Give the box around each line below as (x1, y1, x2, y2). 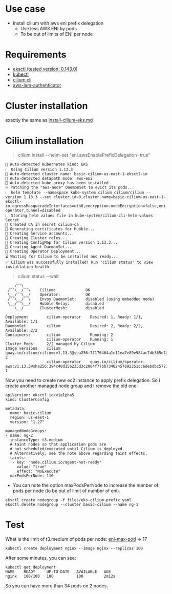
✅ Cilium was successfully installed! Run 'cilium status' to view (5, 260, 154, 265)
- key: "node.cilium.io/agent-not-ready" (12, 459, 102, 465)
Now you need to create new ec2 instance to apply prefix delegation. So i (5, 377, 160, 383)
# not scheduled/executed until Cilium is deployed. (10, 446, 125, 451)
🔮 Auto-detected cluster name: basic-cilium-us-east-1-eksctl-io (5, 171, 147, 177)
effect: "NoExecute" (16, 469, 60, 474)
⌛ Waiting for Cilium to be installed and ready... (5, 254, 119, 259)
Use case (5, 3, 46, 15)
